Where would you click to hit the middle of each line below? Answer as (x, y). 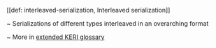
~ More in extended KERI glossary (56, 37)
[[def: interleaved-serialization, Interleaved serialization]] (88, 10)
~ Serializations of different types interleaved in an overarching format (108, 23)
